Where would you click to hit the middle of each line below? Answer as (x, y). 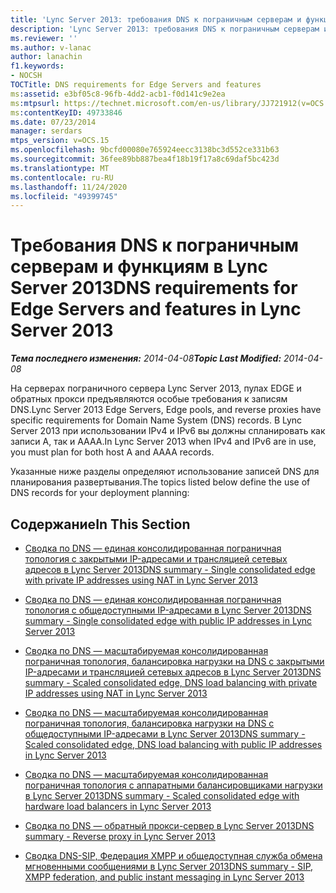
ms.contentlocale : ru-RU (62, 177)
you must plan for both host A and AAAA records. (112, 452)
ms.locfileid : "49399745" (64, 196)
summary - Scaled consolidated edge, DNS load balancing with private (171, 682)
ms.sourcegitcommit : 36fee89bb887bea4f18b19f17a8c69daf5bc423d (145, 159)
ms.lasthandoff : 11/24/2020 (69, 187)
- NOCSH (26, 76)
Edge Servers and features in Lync (156, 309)
